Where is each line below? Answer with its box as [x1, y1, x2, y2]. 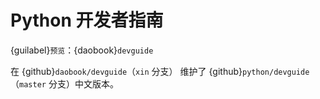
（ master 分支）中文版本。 [10, 77, 119, 90]
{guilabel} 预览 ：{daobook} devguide [10, 44, 154, 56]
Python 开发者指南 [10, 9, 164, 32]
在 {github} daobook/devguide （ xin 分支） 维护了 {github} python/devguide [10, 65, 310, 77]
